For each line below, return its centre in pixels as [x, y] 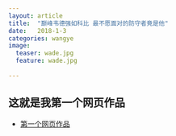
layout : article [36, 16]
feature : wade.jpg [47, 61]
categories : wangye [41, 38]
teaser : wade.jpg [45, 53]
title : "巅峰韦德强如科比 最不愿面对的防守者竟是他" [88, 23]
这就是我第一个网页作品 [67, 103]
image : [19, 46]
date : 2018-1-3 [38, 31]
